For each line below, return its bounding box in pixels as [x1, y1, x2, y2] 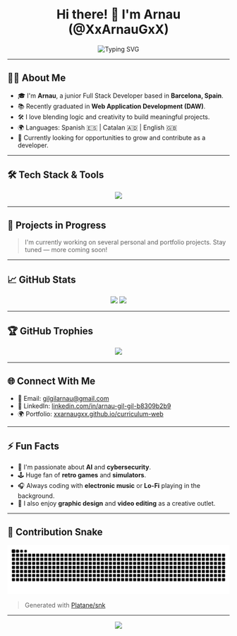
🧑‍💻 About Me [7, 72, 66, 84]
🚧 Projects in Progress [7, 219, 107, 231]
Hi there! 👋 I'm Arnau [56, 6, 181, 23]
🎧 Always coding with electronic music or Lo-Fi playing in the [17, 481, 201, 489]
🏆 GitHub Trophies [7, 325, 94, 337]
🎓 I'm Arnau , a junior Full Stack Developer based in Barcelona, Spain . [17, 91, 224, 100]
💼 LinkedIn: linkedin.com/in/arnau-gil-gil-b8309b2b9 [17, 402, 171, 410]
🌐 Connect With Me [7, 375, 96, 387]
